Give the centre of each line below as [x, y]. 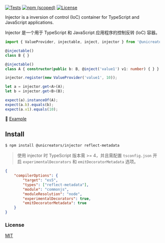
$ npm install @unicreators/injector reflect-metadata [62, 145]
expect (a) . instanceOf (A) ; [31, 100]
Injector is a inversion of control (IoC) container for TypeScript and [72, 17]
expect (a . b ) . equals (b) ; [29, 104]
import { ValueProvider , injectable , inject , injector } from [70, 42]
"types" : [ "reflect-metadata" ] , [56, 185]
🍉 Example [16, 119]
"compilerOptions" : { [36, 176]
